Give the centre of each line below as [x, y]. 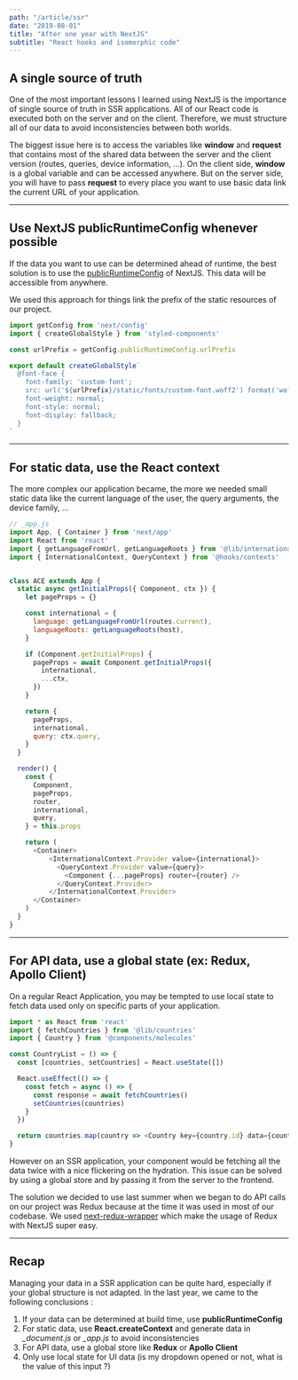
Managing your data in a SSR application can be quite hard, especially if [141, 1282]
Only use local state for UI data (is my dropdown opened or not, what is [153, 1356]
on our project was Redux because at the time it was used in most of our [142, 1207]
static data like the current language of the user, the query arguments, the [144, 499]
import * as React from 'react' [69, 1021]
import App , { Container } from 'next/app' [91, 532]
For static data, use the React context [114, 467]
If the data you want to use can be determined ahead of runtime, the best [143, 264]
